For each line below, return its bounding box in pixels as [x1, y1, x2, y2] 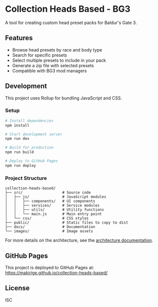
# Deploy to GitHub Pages [5, 158, 58, 164]
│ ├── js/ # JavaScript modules [5, 195, 106, 200]
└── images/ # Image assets [5, 229, 93, 234]
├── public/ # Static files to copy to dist [5, 220, 129, 225]
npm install [5, 123, 29, 128]
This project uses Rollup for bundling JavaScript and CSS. [5, 95, 122, 101]
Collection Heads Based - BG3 [5, 3, 131, 15]
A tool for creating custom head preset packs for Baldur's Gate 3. [5, 20, 137, 26]
